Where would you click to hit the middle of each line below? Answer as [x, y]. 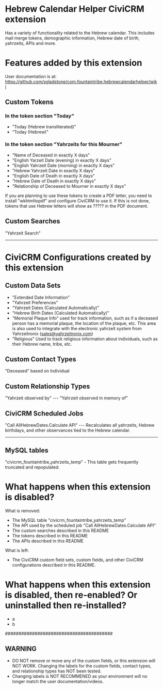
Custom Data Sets [33, 285]
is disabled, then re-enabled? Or [71, 595]
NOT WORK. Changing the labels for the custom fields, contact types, [82, 666]
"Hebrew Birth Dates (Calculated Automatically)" [60, 313]
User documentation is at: [31, 76]
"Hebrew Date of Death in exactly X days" [54, 181]
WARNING [21, 649]
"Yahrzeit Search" [23, 233]
